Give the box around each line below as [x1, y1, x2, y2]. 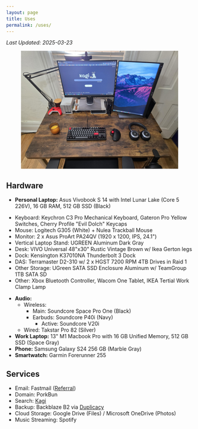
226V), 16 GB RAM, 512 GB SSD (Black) [14, 202, 111, 210]
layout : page [6, 9, 39, 15]
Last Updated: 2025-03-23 [6, 39, 73, 46]
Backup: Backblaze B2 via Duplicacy [14, 403, 104, 411]
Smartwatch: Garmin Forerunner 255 [14, 352, 107, 359]
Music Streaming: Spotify [14, 416, 77, 423]
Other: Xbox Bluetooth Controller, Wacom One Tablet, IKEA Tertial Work [14, 277, 190, 284]
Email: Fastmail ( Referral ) [14, 384, 76, 392]
